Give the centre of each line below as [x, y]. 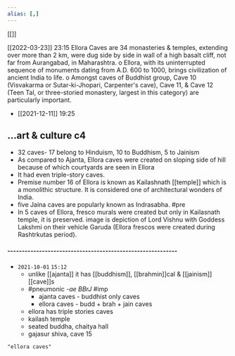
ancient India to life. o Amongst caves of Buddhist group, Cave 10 [102, 77]
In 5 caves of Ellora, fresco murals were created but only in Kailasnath [119, 212]
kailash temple [49, 319]
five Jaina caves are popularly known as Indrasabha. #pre [101, 205]
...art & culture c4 [47, 135]
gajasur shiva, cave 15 [60, 333]
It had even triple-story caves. [61, 175]
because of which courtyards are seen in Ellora [86, 167]
